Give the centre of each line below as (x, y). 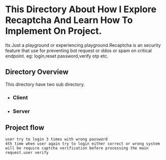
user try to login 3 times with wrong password (57, 139)
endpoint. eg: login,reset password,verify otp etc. (57, 56)
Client (20, 97)
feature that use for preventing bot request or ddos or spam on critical (79, 50)
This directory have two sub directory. (45, 84)
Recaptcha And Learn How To (69, 20)
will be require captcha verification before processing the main (77, 148)
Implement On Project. (54, 31)
